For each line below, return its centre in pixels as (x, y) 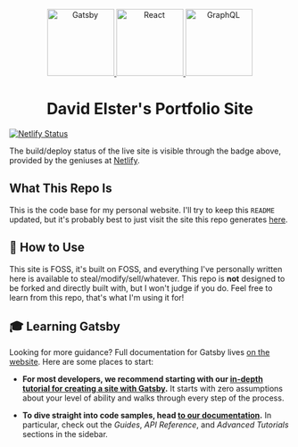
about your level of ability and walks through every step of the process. (153, 398)
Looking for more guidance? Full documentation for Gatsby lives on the (140, 352)
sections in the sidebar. (65, 435)
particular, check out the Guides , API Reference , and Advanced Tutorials (155, 425)
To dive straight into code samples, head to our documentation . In (147, 416)
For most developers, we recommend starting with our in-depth (142, 379)
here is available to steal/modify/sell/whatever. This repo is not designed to (147, 278)
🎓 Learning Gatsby (65, 326)
